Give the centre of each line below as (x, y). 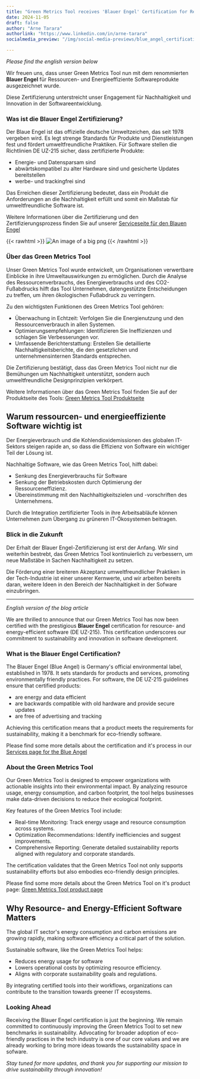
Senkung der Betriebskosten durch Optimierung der (78, 482)
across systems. (35, 828)
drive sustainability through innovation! (54, 1069)
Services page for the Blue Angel (47, 752)
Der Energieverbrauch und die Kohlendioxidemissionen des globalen (90, 440)
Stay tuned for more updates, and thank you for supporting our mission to (97, 1064)
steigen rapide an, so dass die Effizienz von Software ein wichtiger (108, 446)
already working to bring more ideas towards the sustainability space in (94, 1046)
